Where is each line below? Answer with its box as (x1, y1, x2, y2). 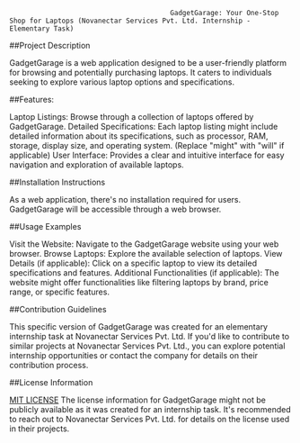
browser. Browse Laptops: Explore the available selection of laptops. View (9, 249, 283, 258)
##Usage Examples (9, 221, 82, 231)
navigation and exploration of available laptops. (9, 159, 184, 170)
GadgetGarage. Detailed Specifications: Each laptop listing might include (9, 122, 278, 131)
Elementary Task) (9, 24, 75, 33)
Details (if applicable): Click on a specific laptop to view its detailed (9, 258, 258, 268)
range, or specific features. (9, 286, 110, 297)
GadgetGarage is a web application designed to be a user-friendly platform (9, 58, 287, 68)
